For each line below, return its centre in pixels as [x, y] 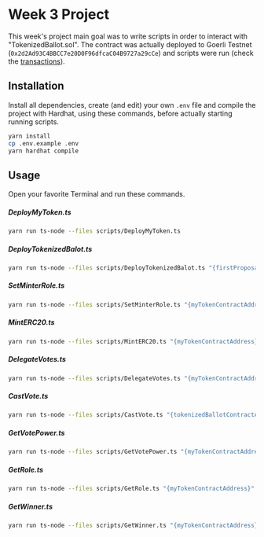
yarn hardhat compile [44, 151]
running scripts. [33, 121]
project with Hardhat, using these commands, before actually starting [121, 113]
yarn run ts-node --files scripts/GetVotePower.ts [93, 452]
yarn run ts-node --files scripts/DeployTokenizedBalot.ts [107, 268]
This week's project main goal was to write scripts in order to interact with [128, 36]
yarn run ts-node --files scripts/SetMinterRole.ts [94, 304]
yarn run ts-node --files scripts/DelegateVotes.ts [94, 378]
